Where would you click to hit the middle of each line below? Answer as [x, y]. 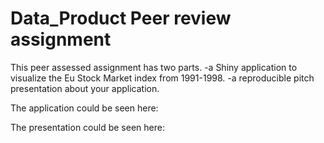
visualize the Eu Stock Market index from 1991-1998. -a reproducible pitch [162, 78]
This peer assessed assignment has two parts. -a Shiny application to [154, 67]
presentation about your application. [85, 88]
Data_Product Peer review [121, 18]
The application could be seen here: [84, 108]
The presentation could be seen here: [87, 127]
